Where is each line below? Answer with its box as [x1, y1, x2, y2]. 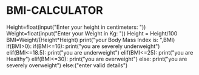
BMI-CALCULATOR [6, 4, 103, 17]
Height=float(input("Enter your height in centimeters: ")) [6, 23, 146, 31]
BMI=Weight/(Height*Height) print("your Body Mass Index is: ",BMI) [6, 36, 175, 43]
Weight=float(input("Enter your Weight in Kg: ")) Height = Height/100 [6, 29, 178, 37]
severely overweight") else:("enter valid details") [6, 61, 128, 69]
